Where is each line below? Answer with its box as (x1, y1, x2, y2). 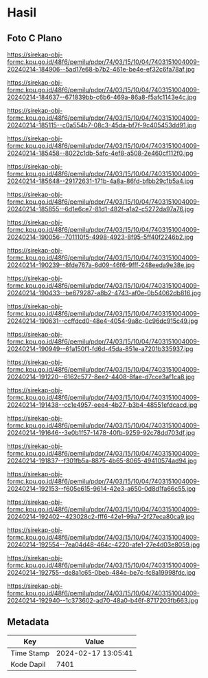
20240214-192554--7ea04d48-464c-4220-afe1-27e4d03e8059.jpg (7, 540, 200, 549)
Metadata (7, 616, 49, 628)
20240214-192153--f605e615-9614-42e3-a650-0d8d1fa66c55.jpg (7, 485, 196, 493)
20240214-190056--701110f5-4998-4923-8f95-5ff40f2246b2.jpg (7, 233, 194, 241)
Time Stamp (10, 648, 50, 658)
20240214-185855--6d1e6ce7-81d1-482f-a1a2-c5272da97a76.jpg (7, 205, 194, 213)
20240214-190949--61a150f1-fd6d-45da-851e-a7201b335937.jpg (7, 345, 194, 352)
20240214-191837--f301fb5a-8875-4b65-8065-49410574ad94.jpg (7, 456, 197, 465)
